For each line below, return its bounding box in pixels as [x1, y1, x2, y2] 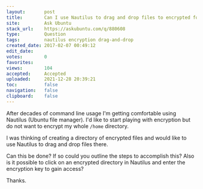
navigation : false [6, 88, 59, 94]
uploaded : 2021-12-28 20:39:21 [6, 76, 96, 82]
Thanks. [6, 176, 27, 184]
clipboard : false [6, 93, 59, 99]
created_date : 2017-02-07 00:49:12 [6, 43, 96, 49]
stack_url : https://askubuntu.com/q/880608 [6, 25, 126, 32]
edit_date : [6, 48, 34, 54]
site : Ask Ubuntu [6, 20, 71, 26]
